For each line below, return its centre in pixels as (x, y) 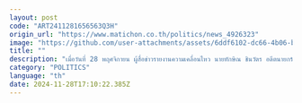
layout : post (34, 17)
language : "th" (38, 76)
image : (22, 43)
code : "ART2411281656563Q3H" (64, 26)
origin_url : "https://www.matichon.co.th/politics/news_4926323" (134, 34)
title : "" (28, 51)
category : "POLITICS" (50, 68)
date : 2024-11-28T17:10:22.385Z (70, 84)
